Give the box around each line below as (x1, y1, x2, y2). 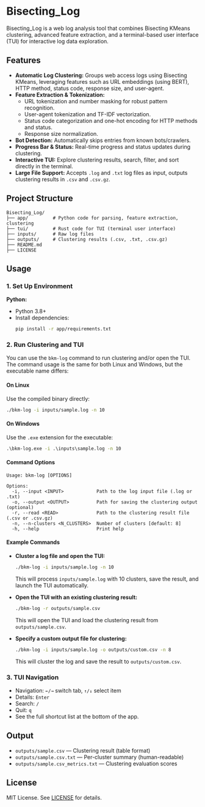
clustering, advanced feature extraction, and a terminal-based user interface (6, 31, 199, 38)
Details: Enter (15, 693, 50, 701)
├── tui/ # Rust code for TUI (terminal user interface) (6, 225, 176, 232)
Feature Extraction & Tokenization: (15, 91, 105, 99)
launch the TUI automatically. (15, 581, 89, 589)
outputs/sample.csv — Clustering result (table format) (15, 746, 151, 754)
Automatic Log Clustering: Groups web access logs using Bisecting (15, 72, 187, 79)
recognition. (24, 104, 55, 111)
